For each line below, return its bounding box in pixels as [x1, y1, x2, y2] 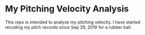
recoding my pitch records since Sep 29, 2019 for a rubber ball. [5, 24, 132, 30]
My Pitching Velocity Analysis [5, 3, 129, 14]
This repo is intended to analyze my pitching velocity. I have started [5, 19, 140, 25]
